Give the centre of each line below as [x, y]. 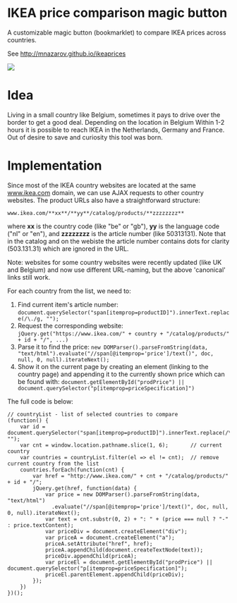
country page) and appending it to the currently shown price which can [121, 374]
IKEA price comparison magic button [117, 13]
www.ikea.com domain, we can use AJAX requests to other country [106, 192]
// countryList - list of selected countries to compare [93, 414]
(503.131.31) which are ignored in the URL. [68, 249]
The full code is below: [41, 401]
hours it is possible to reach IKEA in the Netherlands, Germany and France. [116, 130]
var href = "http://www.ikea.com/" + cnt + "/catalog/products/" [131, 476]
